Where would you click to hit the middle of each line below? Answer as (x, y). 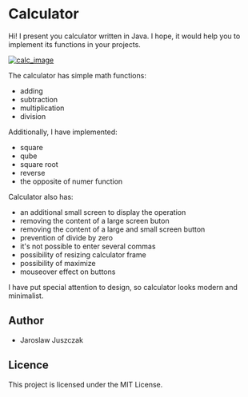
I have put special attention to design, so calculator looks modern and (123, 287)
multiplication (42, 108)
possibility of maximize (58, 263)
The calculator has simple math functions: (77, 75)
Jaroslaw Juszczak (52, 339)
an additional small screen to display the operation (103, 212)
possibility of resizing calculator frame (83, 254)
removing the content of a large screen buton (94, 220)
